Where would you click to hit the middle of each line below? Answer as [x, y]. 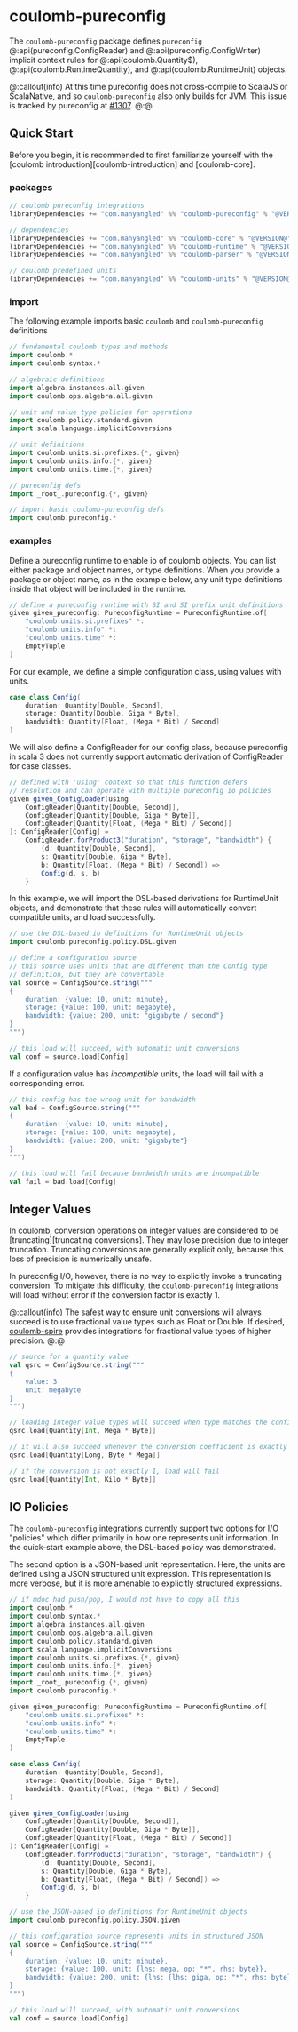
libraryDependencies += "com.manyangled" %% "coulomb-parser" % [130, 255]
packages [31, 187]
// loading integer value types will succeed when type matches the [138, 1423]
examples [31, 541]
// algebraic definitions [57, 380]
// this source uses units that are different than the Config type [138, 966]
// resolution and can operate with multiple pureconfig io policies [141, 790]
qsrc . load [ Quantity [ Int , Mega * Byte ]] [83, 1431]
